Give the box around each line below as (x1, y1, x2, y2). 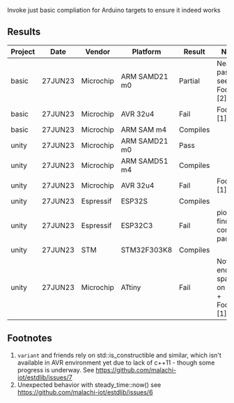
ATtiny (120, 282, 141, 292)
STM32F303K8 (120, 245, 173, 254)
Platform (132, 47, 162, 56)
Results (7, 26, 41, 38)
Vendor (85, 47, 111, 56)
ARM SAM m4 (120, 125, 167, 135)
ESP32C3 (120, 220, 153, 230)
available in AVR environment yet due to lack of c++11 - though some (17, 358, 215, 367)
